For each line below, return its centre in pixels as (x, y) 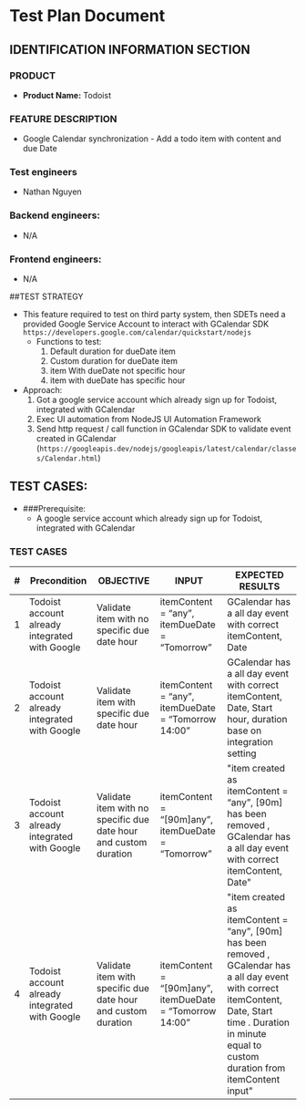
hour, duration (257, 720)
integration (250, 742)
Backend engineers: (55, 215)
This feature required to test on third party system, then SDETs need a (154, 315)
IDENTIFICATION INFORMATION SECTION (130, 50)
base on (245, 731)
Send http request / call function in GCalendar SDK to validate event (163, 429)
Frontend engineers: (56, 259)
